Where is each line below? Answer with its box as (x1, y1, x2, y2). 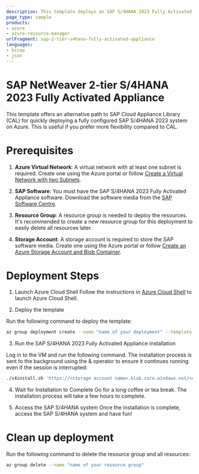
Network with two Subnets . (14, 176, 82, 183)
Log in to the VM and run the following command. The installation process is (6, 351, 192, 358)
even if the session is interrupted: (6, 364, 88, 371)
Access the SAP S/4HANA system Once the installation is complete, (14, 404, 181, 411)
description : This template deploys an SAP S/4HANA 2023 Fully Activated (6, 8, 192, 15)
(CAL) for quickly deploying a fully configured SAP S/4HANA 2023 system (6, 117, 188, 124)
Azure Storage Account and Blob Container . (14, 248, 122, 255)
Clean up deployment (6, 431, 114, 444)
